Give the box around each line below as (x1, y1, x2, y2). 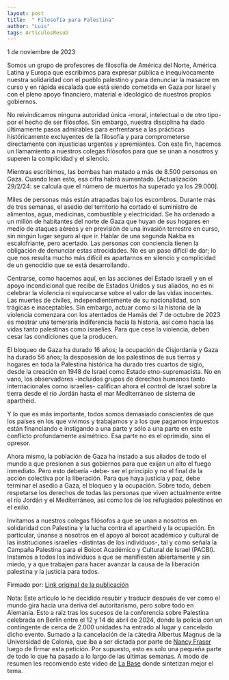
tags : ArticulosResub (7, 29, 69, 36)
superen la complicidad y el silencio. (7, 155, 110, 163)
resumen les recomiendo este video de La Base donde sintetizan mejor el (7, 659, 214, 668)
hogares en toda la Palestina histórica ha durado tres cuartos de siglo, (7, 360, 204, 368)
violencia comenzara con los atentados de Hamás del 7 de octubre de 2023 (7, 311, 221, 319)
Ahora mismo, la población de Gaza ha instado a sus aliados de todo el (7, 453, 206, 461)
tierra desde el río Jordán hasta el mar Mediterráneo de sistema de (7, 390, 196, 398)
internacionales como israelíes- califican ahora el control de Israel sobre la (7, 382, 217, 390)
